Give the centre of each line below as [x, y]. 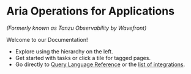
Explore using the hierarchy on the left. [64, 51]
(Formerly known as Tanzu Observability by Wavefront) [77, 28]
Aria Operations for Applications [91, 11]
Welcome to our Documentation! [47, 39]
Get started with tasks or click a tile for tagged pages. [83, 58]
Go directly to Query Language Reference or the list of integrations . [100, 64]
